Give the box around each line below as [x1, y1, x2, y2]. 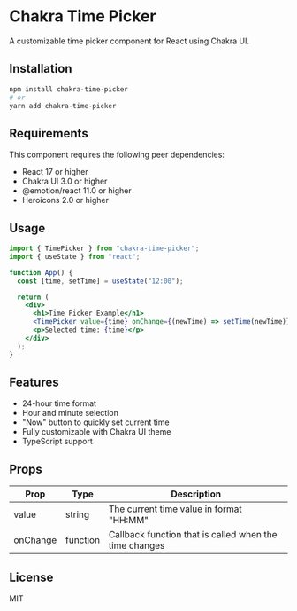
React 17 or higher [21, 167, 88, 177]
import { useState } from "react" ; [9, 252, 141, 261]
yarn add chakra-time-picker [9, 101, 117, 110]
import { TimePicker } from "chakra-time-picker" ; [9, 244, 200, 253]
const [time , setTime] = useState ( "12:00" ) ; [17, 277, 184, 286]
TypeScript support [21, 436, 93, 447]
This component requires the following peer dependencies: [9, 149, 225, 161]
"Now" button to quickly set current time [21, 417, 170, 427]
